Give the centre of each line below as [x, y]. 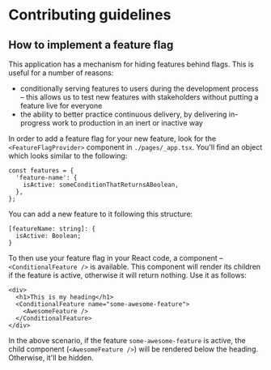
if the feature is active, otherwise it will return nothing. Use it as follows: [127, 275]
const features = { [41, 171]
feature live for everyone [61, 106]
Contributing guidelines [90, 15]
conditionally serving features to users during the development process [139, 88]
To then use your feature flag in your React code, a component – [116, 258]
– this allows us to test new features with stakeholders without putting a [139, 97]
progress [35, 123]
